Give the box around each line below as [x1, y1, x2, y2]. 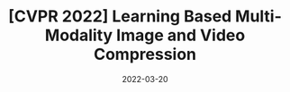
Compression [93, 45, 197, 64]
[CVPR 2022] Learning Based [8, 6, 232, 27]
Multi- [235, 6, 282, 27]
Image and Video [116, 25, 246, 46]
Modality [44, 25, 113, 46]
